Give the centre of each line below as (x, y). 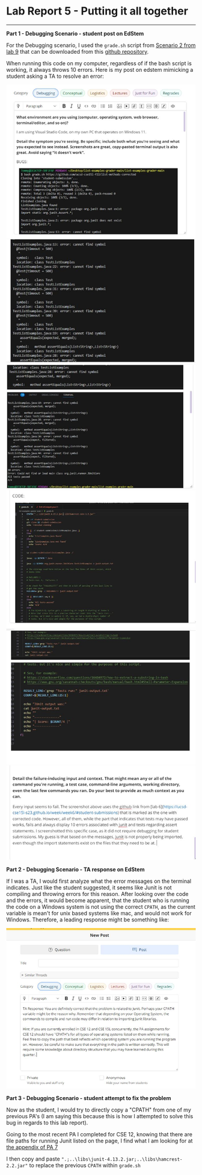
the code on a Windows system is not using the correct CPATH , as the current (101, 907)
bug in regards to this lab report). (47, 1123)
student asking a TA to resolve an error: (55, 76)
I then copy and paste (33, 1159)
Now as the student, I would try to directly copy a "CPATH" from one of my (99, 1110)
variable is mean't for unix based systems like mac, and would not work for (99, 914)
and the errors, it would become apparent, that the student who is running (98, 900)
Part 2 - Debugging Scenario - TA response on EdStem (75, 869)
